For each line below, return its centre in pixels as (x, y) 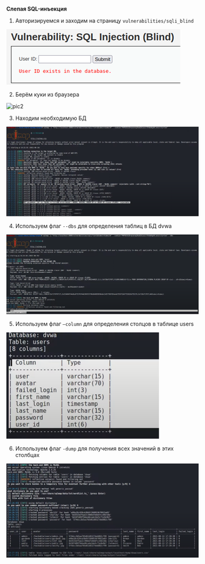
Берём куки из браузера (47, 95)
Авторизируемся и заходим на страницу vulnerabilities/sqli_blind (104, 20)
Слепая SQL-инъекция (37, 9)
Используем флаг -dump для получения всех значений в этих (94, 448)
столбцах (27, 455)
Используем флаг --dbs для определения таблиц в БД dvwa (93, 226)
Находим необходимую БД (51, 118)
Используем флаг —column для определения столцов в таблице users (104, 324)
